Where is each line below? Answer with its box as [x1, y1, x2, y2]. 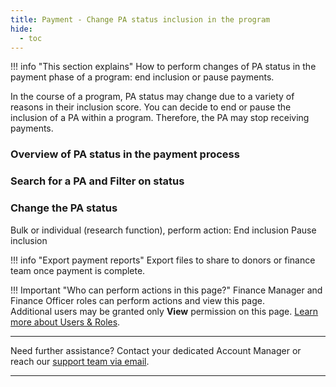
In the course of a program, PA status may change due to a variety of [10, 91, 295, 103]
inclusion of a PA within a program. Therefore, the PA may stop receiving [10, 112, 310, 124]
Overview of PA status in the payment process [10, 147, 240, 161]
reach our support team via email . [10, 355, 150, 367]
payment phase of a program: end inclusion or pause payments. [10, 71, 275, 83]
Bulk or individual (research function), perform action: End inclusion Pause [10, 224, 317, 236]
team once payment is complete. [10, 264, 146, 276]
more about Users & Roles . [10, 316, 121, 328]
